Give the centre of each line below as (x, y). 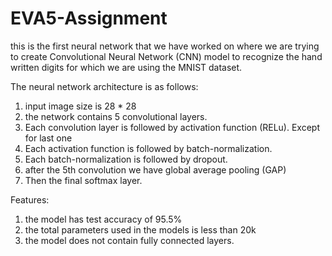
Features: (30, 199)
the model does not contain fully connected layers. (129, 240)
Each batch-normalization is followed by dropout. (126, 159)
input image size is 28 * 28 (80, 106)
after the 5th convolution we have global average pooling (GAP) (155, 169)
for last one (48, 138)
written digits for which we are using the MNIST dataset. (126, 67)
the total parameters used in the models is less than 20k (140, 229)
